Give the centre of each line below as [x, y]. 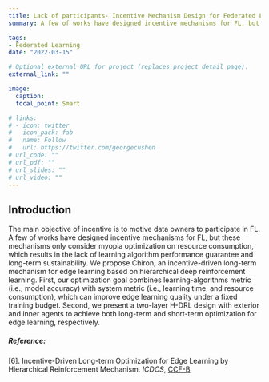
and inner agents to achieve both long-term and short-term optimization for [133, 314]
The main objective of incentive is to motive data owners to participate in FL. [134, 229]
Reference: [27, 340]
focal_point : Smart [48, 103]
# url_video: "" [35, 177]
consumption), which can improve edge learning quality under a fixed [123, 297]
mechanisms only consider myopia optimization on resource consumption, [131, 246]
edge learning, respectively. [54, 322]
